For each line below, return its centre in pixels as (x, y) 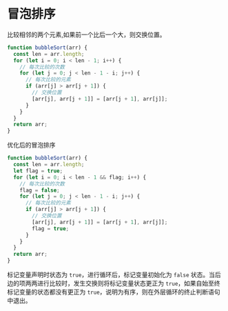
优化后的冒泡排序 (31, 145)
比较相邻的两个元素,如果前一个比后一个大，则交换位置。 (87, 34)
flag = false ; (40, 190)
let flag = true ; (38, 171)
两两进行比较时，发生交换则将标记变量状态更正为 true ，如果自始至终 (123, 283)
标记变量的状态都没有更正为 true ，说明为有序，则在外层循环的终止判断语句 (114, 292)
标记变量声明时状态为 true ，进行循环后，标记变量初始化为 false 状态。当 (111, 275)
